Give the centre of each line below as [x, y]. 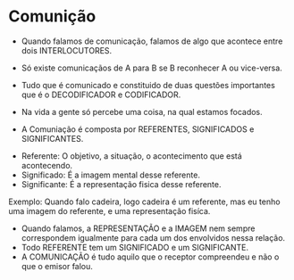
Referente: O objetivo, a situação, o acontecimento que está [131, 156]
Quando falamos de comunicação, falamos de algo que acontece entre [152, 41]
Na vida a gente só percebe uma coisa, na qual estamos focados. [142, 111]
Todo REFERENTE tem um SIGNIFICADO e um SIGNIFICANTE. [135, 247]
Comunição [52, 16]
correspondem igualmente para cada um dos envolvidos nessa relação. [153, 237]
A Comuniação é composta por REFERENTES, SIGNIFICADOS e [138, 129]
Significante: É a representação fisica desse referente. [121, 184]
